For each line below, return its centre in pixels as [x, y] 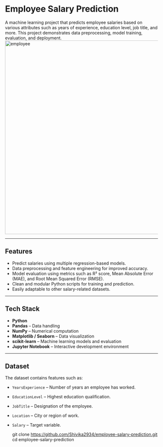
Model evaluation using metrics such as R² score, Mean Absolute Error [83, 273]
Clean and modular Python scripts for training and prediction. [73, 284]
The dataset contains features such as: [44, 378]
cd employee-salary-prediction [43, 440]
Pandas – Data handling [36, 326]
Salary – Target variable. [37, 425]
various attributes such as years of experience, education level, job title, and [81, 27]
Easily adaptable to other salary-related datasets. [61, 289]
